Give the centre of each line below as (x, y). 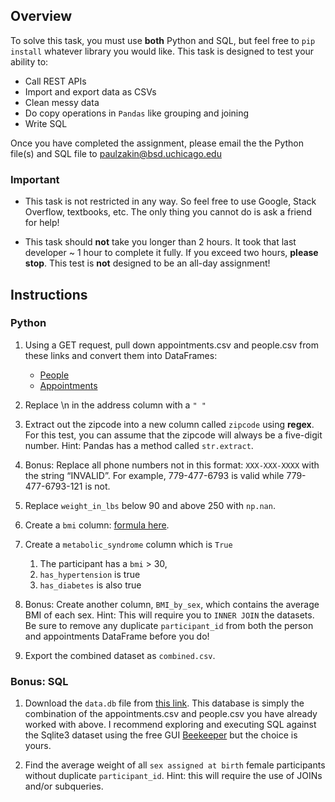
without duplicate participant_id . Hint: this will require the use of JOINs (173, 776)
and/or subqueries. (64, 786)
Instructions (49, 294)
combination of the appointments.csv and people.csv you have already (171, 714)
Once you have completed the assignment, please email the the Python (157, 143)
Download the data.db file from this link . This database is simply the (164, 703)
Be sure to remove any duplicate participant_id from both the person (169, 625)
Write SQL (46, 123)
